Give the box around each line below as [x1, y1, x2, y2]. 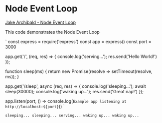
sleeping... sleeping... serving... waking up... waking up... [5, 113, 140, 118]
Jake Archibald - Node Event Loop [5, 19, 76, 25]
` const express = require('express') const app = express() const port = [5, 38, 152, 45]
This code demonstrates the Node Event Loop [5, 29, 100, 35]
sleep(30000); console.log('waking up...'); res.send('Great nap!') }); [5, 88, 144, 94]
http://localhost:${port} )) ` [5, 103, 65, 109]
